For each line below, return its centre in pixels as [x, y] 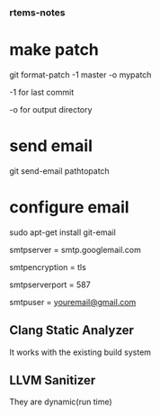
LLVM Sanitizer [53, 380]
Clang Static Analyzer [72, 330]
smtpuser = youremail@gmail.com [73, 302]
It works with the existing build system [80, 352]
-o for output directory [51, 109]
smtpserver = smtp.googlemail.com [75, 249]
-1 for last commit [42, 92]
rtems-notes [37, 13]
